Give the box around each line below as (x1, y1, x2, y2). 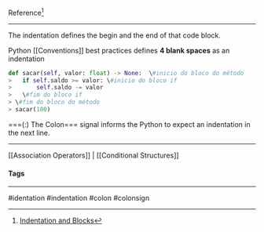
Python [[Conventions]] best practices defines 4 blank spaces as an (8, 45, 230, 55)
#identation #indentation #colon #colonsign (8, 194, 150, 203)
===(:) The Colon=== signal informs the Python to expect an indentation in (8, 119, 251, 129)
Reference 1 (8, 7, 45, 17)
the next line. (8, 128, 50, 137)
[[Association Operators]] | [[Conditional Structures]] (8, 150, 179, 160)
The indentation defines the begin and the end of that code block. (8, 31, 222, 40)
